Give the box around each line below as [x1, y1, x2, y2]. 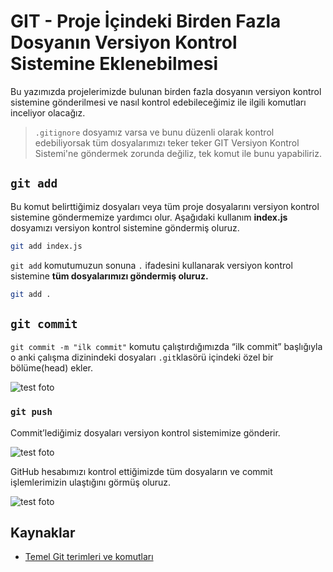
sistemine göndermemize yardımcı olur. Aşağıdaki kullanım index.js [10, 211, 288, 223]
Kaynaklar [10, 525, 76, 541]
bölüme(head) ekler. [10, 362, 94, 374]
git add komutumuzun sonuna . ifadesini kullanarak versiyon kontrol [10, 259, 293, 271]
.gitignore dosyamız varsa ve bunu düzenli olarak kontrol [34, 126, 275, 138]
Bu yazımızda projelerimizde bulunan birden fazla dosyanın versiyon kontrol [10, 85, 322, 97]
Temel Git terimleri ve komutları [24, 551, 154, 563]
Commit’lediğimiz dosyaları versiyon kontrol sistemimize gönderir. [10, 426, 281, 439]
